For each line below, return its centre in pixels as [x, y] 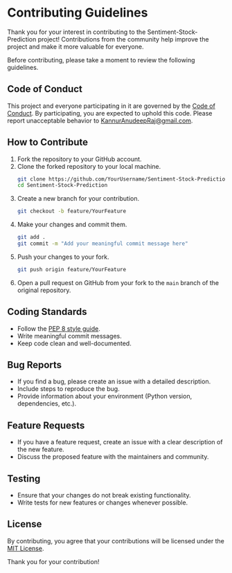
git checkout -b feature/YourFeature [72, 211]
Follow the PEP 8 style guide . [59, 328]
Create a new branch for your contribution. [78, 199]
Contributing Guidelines [78, 13]
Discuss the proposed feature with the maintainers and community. [113, 457]
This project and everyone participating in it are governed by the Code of [111, 106]
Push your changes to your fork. [63, 257]
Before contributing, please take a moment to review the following [101, 60]
